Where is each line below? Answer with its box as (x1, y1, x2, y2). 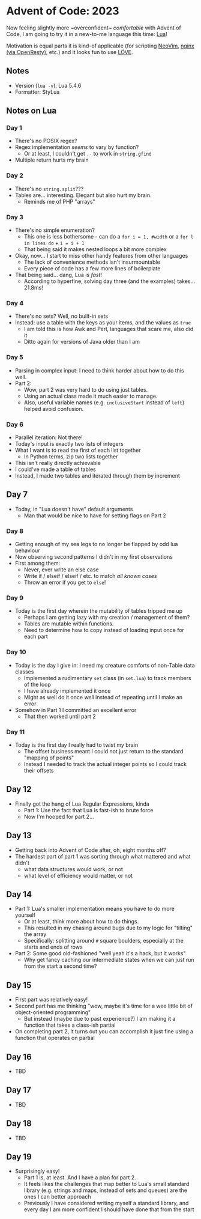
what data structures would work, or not (23, 865, 123, 872)
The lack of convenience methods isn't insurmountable (23, 258, 160, 266)
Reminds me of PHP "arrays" (23, 198, 96, 205)
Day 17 (6, 1085, 31, 1095)
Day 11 (6, 728, 25, 736)
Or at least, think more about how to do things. (23, 918, 139, 925)
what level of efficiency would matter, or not (23, 872, 133, 879)
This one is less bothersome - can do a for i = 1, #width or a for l (23, 233, 194, 240)
